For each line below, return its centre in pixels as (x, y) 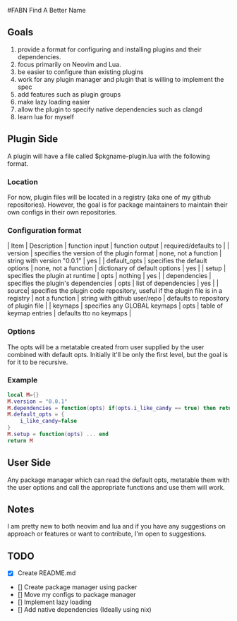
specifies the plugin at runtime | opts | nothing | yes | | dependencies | (109, 276)
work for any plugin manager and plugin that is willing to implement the (121, 79)
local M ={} (23, 394)
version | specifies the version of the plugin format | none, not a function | (115, 253)
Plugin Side (33, 139)
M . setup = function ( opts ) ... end (58, 434)
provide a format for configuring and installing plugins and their (109, 49)
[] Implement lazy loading (54, 602)
